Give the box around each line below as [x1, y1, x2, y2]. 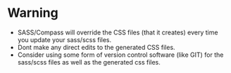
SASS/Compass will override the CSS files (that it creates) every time [17, 28, 218, 36]
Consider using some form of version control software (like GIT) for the [17, 51, 224, 59]
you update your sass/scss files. [17, 35, 112, 44]
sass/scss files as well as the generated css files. [17, 58, 161, 66]
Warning [7, 5, 58, 21]
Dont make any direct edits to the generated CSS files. [17, 43, 175, 51]
